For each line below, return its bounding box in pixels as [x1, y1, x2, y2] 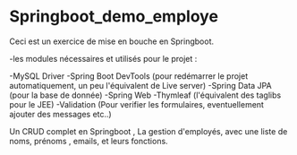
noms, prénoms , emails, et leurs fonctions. [9, 135, 168, 146]
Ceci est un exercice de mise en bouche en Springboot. [9, 36, 215, 47]
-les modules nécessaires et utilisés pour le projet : [9, 53, 198, 64]
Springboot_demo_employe [9, 6, 219, 27]
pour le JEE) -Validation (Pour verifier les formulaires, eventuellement [9, 99, 264, 109]
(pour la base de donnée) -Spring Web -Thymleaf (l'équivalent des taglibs [9, 90, 282, 100]
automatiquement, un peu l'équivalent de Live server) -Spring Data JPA [9, 80, 272, 90]
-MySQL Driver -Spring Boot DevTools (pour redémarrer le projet [9, 70, 249, 82]
